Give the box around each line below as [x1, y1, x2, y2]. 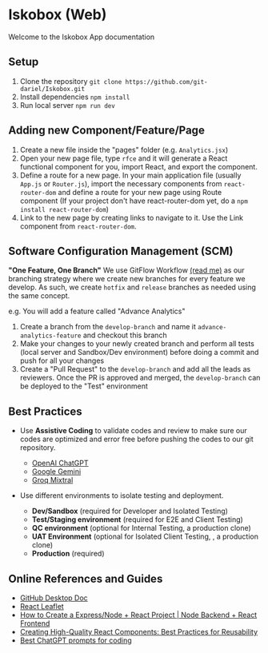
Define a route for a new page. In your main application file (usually [19, 170, 242, 180]
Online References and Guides [8, 571, 163, 585]
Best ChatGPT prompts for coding [19, 635, 132, 645]
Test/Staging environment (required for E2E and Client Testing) [31, 515, 244, 524]
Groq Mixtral [31, 476, 74, 485]
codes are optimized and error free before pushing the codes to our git [19, 434, 254, 444]
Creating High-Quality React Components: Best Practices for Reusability [19, 627, 258, 636]
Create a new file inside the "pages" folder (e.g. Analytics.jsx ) [19, 145, 229, 154]
